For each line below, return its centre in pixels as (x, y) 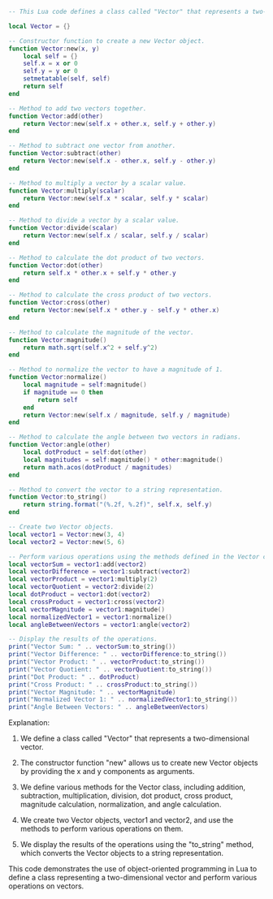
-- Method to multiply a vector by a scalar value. (97, 183)
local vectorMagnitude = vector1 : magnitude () (87, 609)
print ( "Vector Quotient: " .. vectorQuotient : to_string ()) (110, 669)
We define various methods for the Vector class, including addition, (133, 787)
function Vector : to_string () (58, 497)
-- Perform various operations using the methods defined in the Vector (134, 556)
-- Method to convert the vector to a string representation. (116, 490)
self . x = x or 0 (51, 64)
